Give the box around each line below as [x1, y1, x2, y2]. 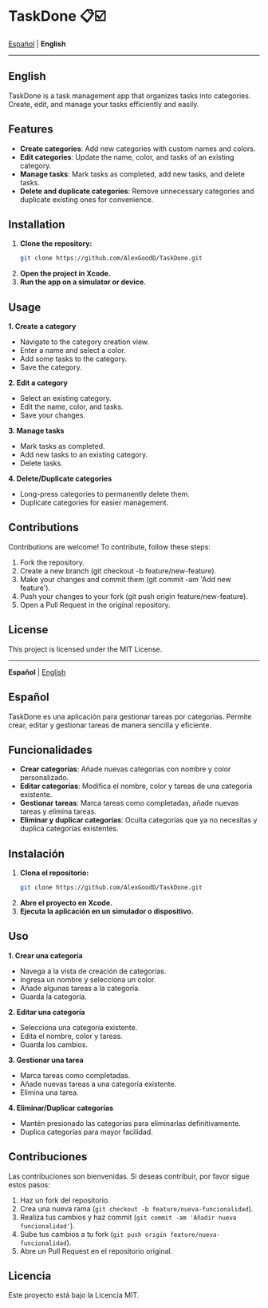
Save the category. [19, 363, 82, 372]
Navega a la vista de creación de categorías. [19, 966, 167, 976]
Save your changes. [19, 410, 86, 420]
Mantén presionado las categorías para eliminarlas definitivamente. [19, 1118, 241, 1128]
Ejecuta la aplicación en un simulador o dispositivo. [19, 906, 194, 916]
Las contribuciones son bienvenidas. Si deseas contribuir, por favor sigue [8, 1171, 250, 1181]
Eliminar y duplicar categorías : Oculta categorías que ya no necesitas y [19, 815, 258, 825]
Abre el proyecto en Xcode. [19, 898, 113, 907]
